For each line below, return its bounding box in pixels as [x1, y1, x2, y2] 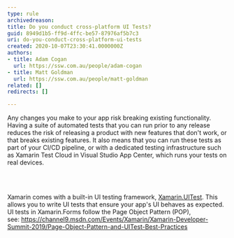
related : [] [7, 82, 42, 89]
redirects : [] [7, 88, 49, 95]
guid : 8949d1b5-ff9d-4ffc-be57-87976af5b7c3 [7, 29, 139, 37]
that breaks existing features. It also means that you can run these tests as [7, 136, 221, 144]
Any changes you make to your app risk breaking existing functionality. [7, 113, 212, 122]
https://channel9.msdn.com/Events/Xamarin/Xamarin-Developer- [20, 215, 208, 224]
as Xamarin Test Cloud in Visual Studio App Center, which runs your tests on [7, 151, 227, 160]
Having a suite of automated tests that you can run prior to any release [7, 121, 211, 129]
